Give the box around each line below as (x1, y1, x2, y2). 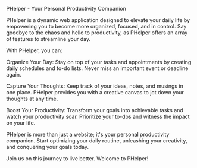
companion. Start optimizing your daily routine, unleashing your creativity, (6, 137, 187, 144)
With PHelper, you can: (6, 47, 62, 54)
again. (6, 71, 22, 78)
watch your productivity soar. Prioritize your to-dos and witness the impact (6, 113, 190, 120)
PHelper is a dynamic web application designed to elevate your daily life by (6, 17, 190, 23)
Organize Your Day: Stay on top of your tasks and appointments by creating (6, 59, 192, 65)
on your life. (6, 119, 36, 126)
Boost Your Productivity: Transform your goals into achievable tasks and (6, 107, 183, 113)
